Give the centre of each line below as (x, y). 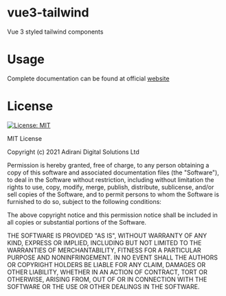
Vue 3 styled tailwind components (55, 32)
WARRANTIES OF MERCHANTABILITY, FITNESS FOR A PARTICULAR (104, 250)
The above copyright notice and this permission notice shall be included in (112, 215)
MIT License (25, 138)
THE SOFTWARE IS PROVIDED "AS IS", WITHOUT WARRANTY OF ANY (107, 236)
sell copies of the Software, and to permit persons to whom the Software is (113, 194)
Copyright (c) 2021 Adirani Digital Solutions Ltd (73, 152)
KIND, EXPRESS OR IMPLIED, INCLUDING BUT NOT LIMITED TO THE (104, 242)
